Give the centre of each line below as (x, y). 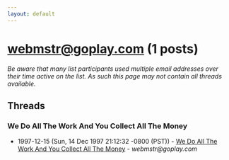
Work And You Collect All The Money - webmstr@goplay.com (107, 149)
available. (22, 84)
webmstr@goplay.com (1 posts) (103, 48)
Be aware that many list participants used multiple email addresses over (113, 69)
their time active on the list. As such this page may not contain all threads (115, 76)
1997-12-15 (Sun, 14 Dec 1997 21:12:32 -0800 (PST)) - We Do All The (117, 142)
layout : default (31, 14)
